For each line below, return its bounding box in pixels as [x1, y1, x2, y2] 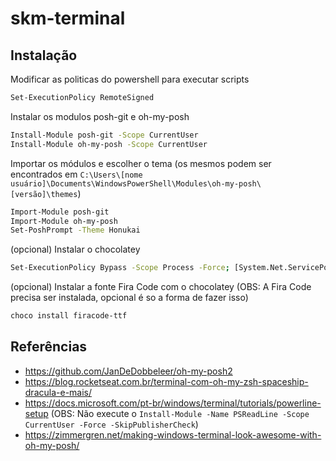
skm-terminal [10, 7, 126, 30]
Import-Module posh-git [10, 207, 110, 217]
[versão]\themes [10, 189, 78, 199]
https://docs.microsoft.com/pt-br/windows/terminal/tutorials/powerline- [24, 397, 322, 409]
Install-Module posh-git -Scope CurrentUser [10, 130, 199, 140]
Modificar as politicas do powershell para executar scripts [10, 73, 250, 85]
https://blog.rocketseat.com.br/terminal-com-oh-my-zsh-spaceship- [24, 375, 309, 387]
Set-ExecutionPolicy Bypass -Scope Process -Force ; [10, 263, 230, 273]
